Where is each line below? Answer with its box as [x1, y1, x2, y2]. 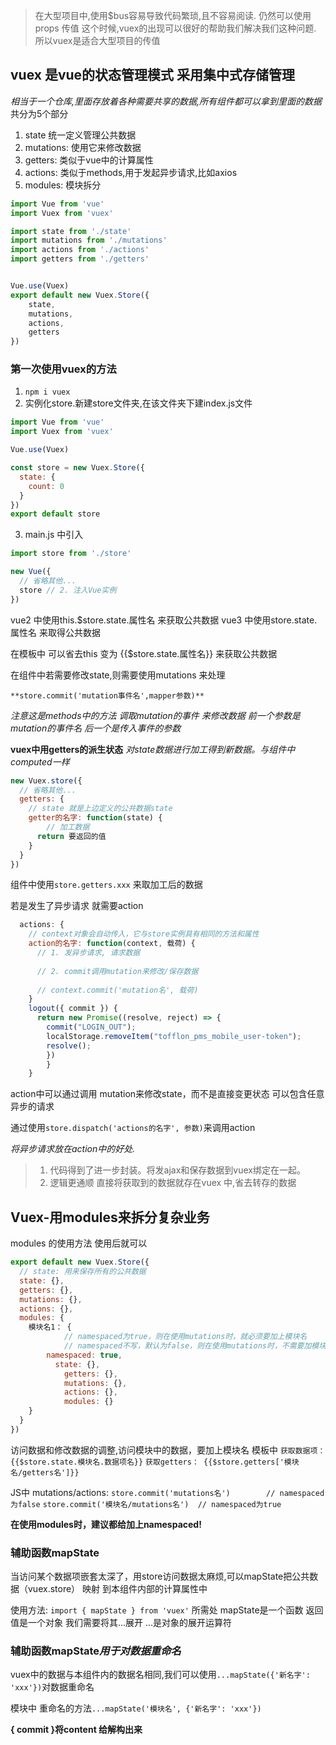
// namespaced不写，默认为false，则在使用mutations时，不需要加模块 [63, 1341, 327, 1351]
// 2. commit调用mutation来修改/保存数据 [36, 966, 199, 976]
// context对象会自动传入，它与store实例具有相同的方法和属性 [28, 929, 260, 939]
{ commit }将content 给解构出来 [10, 1724, 143, 1736]
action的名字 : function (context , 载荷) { [28, 939, 196, 949]
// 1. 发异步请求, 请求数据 [36, 948, 141, 958]
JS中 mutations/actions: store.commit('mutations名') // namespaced [10, 1486, 325, 1498]
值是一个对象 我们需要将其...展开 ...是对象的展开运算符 [10, 1617, 233, 1629]
